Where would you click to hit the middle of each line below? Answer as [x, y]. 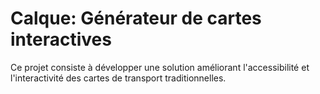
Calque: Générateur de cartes [136, 18]
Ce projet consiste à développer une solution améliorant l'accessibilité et [160, 67]
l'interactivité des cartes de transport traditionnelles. [118, 78]
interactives [61, 39]
